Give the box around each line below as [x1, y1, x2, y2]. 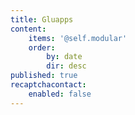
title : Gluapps [10, 14, 74, 25]
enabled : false [28, 89, 92, 99]
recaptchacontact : [10, 80, 87, 90]
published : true [10, 71, 78, 81]
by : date [46, 52, 83, 62]
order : [28, 42, 56, 53]
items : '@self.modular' [28, 33, 128, 43]
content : [10, 24, 47, 34]
